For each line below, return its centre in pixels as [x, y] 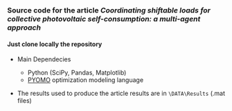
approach [24, 28]
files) [25, 101]
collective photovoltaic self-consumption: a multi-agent [104, 19]
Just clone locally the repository [55, 44]
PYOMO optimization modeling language [86, 80]
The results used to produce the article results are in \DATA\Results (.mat [121, 93]
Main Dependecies [44, 59]
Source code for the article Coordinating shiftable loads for [109, 10]
